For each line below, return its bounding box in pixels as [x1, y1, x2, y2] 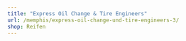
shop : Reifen [7, 23, 46, 30]
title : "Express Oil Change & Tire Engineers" [7, 10, 148, 17]
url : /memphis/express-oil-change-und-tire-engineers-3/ [7, 17, 180, 24]
